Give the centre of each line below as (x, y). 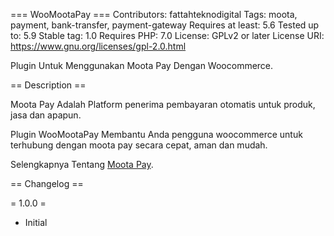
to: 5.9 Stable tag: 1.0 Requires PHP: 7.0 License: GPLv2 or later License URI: (167, 35)
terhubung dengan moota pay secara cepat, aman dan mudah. (139, 145)
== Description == (48, 85)
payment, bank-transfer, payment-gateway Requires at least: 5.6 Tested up (165, 25)
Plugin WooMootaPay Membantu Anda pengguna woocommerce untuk (156, 134)
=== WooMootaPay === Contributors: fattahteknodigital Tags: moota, (154, 14)
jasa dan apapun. (46, 115)
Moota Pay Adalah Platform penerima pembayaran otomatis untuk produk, (163, 104)
